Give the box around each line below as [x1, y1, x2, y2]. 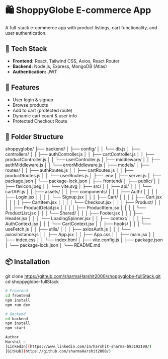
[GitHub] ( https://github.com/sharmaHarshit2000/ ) [5, 348, 112, 353]
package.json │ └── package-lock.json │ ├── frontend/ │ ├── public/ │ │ [5, 178, 161, 184]
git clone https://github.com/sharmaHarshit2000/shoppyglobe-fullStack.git [5, 273, 161, 279]
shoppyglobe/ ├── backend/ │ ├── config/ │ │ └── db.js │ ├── [5, 146, 140, 152]
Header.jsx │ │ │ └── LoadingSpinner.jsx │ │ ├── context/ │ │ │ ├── [5, 216, 150, 222]
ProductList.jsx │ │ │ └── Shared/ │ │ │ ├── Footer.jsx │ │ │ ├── [5, 210, 143, 216]
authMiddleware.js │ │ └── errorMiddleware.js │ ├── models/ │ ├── [5, 162, 150, 168]
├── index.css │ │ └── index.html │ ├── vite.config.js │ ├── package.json [5, 237, 163, 243]
